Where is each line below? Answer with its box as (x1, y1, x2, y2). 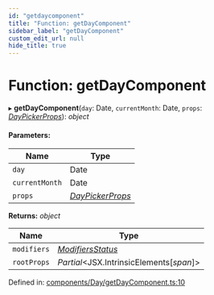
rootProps (12, 258, 50, 267)
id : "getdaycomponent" (8, 11, 84, 20)
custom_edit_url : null (8, 34, 84, 43)
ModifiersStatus (57, 243, 118, 255)
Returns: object (8, 211, 61, 221)
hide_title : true (8, 42, 67, 50)
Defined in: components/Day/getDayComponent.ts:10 (8, 277, 186, 287)
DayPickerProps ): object (8, 112, 90, 122)
